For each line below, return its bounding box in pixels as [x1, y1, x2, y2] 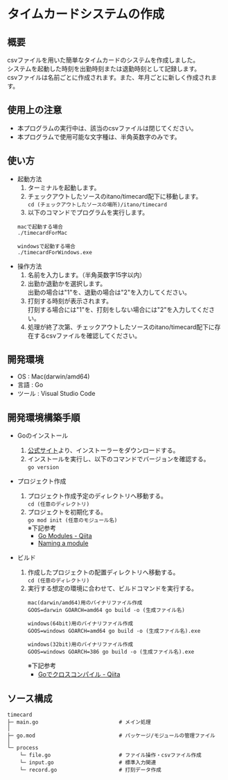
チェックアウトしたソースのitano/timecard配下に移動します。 [27, 192, 202, 200]
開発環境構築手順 [7, 411, 80, 424]
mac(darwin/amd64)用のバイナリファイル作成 [27, 599, 143, 606]
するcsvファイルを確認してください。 [33, 331, 141, 340]
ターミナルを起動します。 [27, 183, 100, 192]
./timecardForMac [17, 229, 68, 236]
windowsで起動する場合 [17, 242, 76, 250]
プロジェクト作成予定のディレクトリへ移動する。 [27, 492, 168, 500]
